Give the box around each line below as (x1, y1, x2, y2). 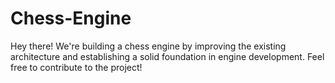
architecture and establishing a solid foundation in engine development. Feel (10, 50, 325, 62)
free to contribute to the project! (10, 61, 143, 73)
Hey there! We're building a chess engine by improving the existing (10, 40, 287, 52)
